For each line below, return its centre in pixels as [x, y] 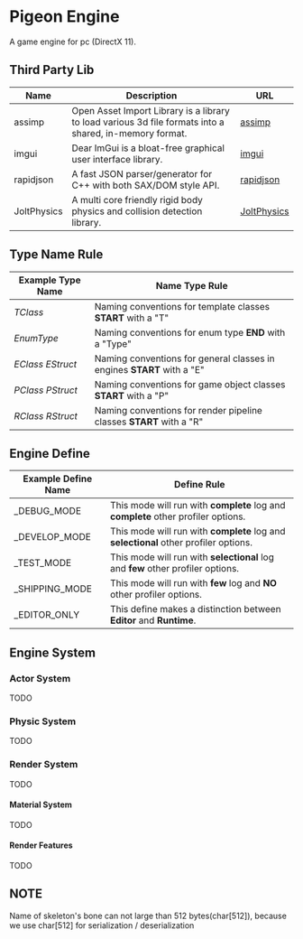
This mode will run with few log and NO [193, 583]
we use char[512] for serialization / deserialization [102, 925]
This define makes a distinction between [195, 609]
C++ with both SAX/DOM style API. [146, 185]
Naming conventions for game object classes [190, 384]
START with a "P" [132, 395]
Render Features [41, 845]
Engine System [53, 652]
